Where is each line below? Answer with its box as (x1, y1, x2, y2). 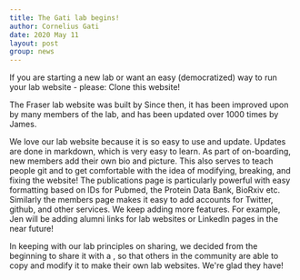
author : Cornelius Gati (9, 22, 100, 31)
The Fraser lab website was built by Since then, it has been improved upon (9, 99, 289, 110)
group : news (9, 47, 55, 56)
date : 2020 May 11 (9, 30, 79, 39)
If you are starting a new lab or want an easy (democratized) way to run (9, 72, 277, 83)
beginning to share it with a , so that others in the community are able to (9, 251, 279, 262)
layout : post (9, 38, 59, 48)
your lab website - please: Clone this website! (9, 82, 180, 93)
